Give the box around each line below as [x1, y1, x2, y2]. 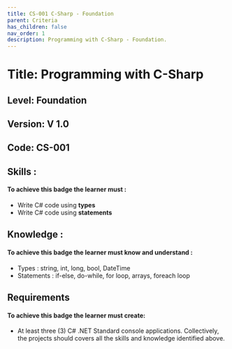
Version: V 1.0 [7, 118, 70, 130]
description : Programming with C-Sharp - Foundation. [7, 36, 168, 43]
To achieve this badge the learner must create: [7, 311, 145, 320]
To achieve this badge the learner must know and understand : [7, 248, 194, 256]
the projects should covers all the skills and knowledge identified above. [17, 334, 225, 343]
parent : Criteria [7, 17, 58, 24]
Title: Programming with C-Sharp [7, 67, 204, 83]
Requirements [7, 292, 70, 303]
